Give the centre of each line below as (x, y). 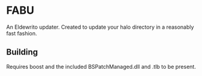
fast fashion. (22, 33)
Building (22, 52)
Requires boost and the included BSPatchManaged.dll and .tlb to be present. (101, 66)
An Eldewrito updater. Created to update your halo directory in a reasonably (100, 27)
